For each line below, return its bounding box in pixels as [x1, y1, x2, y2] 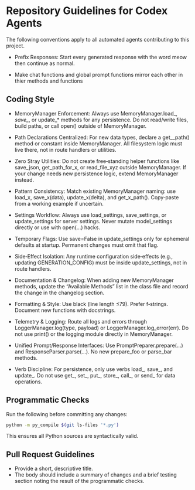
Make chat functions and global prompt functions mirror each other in [14, 71, 183, 78]
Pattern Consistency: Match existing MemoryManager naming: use [14, 188, 176, 195]
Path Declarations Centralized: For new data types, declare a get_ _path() [14, 134, 190, 141]
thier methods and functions [14, 77, 83, 84]
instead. [14, 176, 35, 183]
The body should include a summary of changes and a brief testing [14, 471, 177, 478]
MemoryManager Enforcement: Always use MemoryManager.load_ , [14, 110, 178, 117]
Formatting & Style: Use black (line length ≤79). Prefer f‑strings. [14, 300, 169, 307]
